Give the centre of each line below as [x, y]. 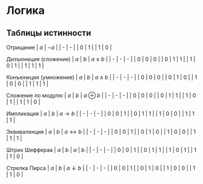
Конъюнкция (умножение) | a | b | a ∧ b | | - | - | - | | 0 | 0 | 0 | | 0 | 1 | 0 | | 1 [102, 77]
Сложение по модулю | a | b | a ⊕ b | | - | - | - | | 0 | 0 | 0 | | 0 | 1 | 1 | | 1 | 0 [101, 95]
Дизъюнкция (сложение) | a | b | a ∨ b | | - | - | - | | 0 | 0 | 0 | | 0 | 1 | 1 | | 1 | [101, 59]
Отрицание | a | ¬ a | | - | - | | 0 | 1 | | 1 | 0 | [59, 47]
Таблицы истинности [49, 33]
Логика [26, 11]
